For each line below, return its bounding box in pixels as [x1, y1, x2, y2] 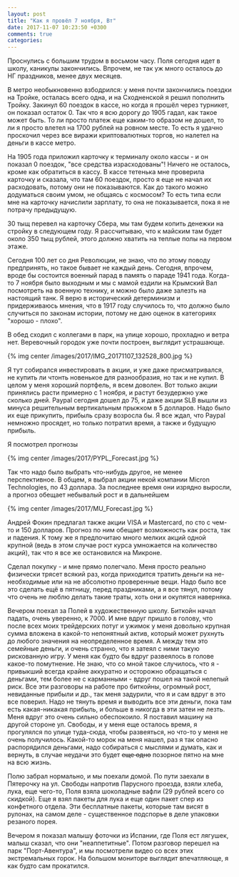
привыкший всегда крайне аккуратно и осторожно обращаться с [7, 667, 208, 676]
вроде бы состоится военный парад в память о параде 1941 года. [7, 271, 208, 280]
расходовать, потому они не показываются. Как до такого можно [7, 183, 208, 191]
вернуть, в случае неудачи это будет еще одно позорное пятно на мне [7, 751, 225, 759]
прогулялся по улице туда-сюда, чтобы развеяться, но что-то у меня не [7, 728, 228, 736]
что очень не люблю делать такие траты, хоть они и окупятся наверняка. [7, 593, 232, 602]
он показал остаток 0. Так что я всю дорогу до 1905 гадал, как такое [7, 108, 218, 117]
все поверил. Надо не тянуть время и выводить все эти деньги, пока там [7, 697, 232, 706]
